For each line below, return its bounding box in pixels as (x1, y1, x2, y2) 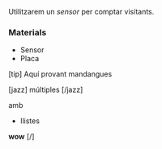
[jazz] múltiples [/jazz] (8, 85, 83, 95)
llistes (19, 116, 40, 126)
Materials (8, 27, 47, 38)
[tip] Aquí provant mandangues (8, 69, 113, 79)
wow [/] (8, 132, 35, 142)
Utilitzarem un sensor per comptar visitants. (8, 7, 155, 16)
